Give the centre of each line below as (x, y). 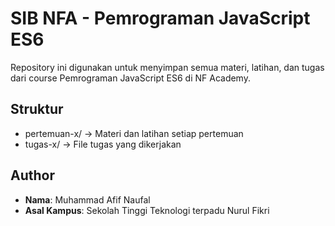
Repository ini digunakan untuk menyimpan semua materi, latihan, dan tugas (167, 67)
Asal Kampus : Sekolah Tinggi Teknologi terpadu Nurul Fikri (147, 210)
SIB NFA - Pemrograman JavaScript (160, 18)
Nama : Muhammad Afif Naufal (87, 199)
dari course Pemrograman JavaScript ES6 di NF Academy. (130, 78)
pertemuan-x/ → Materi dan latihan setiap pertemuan (134, 133)
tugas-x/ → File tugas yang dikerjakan (103, 144)
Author (32, 175)
